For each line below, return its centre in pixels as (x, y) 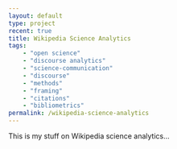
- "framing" (43, 91)
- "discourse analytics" (64, 61)
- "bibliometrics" (54, 106)
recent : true (30, 31)
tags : (17, 46)
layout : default (35, 16)
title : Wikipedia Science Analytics (70, 38)
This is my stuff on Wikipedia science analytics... (89, 136)
